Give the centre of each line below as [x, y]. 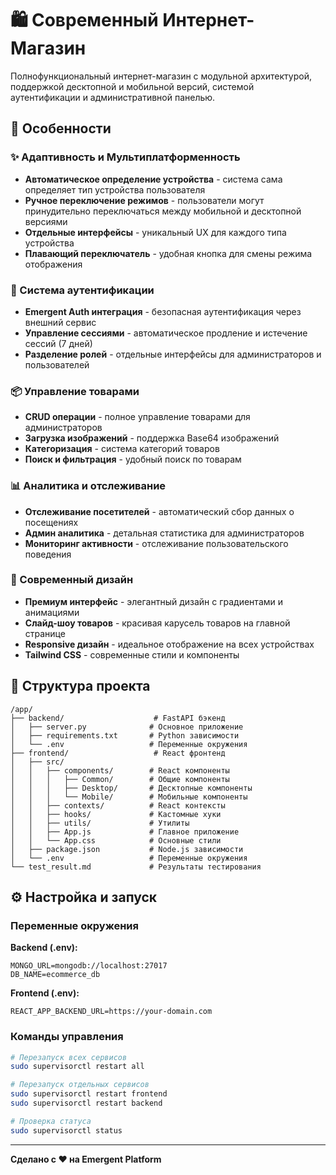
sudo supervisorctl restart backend [86, 1103]
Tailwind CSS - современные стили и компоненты [132, 654]
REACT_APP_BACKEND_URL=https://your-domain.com [111, 1012]
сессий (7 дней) [58, 343]
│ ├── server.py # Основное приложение [127, 727]
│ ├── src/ [37, 762]
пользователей [57, 364]
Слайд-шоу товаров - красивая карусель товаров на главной [157, 623]
